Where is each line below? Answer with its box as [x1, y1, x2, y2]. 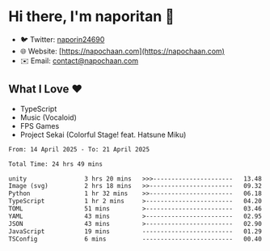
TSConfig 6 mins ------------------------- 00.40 [8, 235, 263, 243]
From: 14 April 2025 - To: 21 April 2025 [8, 145, 150, 153]
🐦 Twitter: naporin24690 [19, 34, 105, 44]
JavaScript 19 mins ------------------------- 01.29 [8, 227, 263, 236]
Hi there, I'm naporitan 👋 [8, 7, 175, 26]
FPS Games [19, 121, 60, 130]
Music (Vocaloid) [19, 113, 77, 122]
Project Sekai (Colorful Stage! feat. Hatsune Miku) [19, 130, 187, 139]
